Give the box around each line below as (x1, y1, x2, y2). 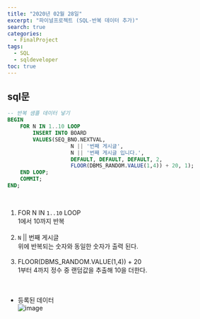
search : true (7, 23, 46, 30)
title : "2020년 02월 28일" (7, 10, 83, 18)
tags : (7, 43, 23, 50)
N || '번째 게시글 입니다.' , (70, 149, 145, 156)
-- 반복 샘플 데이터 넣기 (7, 110, 71, 117)
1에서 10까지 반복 (17, 217, 65, 225)
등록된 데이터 (17, 296, 54, 304)
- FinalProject (13, 37, 59, 44)
